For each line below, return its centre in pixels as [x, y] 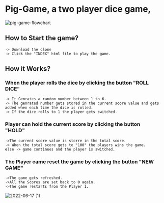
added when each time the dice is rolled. [49, 108]
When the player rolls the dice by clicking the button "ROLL [77, 83]
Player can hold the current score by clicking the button [73, 124]
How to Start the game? [42, 38]
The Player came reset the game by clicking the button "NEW [80, 162]
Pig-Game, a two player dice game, [78, 9]
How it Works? [28, 69]
